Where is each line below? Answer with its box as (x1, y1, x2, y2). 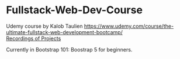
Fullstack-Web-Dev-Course (6, 3, 143, 17)
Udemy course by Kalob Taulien (6, 23, 83, 30)
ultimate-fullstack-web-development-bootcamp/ (6, 28, 123, 35)
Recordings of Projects (6, 35, 61, 42)
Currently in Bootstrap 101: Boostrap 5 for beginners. (6, 46, 133, 53)
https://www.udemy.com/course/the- (84, 23, 174, 30)
